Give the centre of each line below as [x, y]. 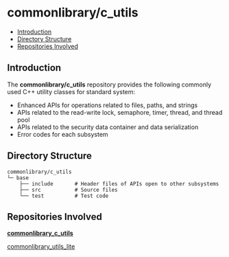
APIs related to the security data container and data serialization [108, 127]
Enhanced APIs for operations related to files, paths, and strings [107, 105]
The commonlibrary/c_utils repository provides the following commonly [109, 85]
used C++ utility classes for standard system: [71, 91]
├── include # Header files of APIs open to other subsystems [119, 183]
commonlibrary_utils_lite [41, 247]
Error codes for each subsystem [62, 134]
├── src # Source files [69, 190]
